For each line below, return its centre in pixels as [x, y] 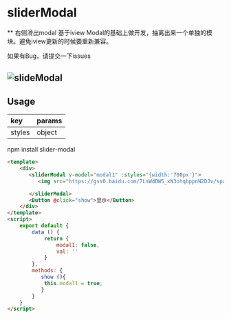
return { [56, 238]
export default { [44, 226]
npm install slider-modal [41, 150]
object [47, 132]
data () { [46, 232]
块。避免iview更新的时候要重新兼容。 [60, 41]
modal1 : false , [78, 245]
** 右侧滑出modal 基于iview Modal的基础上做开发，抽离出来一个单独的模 [110, 32]
